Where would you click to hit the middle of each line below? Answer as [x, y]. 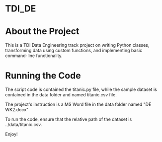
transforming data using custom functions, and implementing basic [74, 51]
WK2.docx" [17, 110]
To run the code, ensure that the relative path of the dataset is [69, 119]
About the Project [42, 32]
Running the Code [43, 76]
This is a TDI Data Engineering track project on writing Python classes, [77, 45]
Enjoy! [12, 134]
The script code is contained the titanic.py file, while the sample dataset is [81, 89]
